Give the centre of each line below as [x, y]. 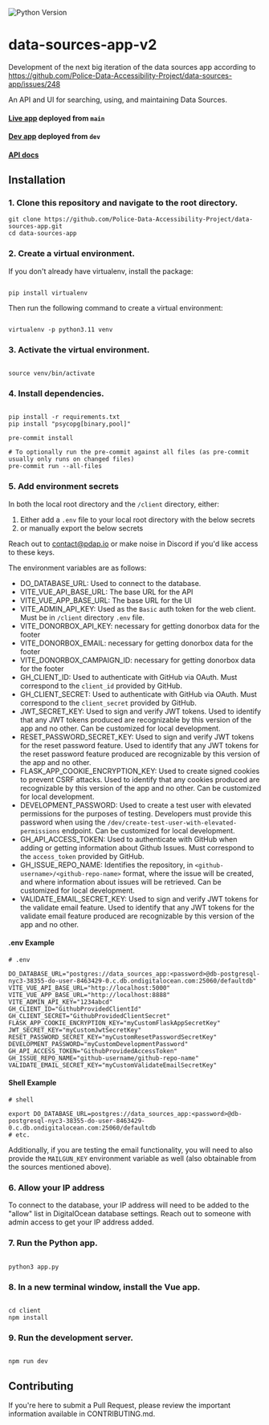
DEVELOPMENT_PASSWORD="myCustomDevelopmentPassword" [98, 1044]
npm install [28, 1317]
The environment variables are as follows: [77, 568]
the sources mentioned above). [60, 1167]
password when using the [63, 822]
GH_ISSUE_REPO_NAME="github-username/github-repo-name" [104, 1058]
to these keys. [31, 552]
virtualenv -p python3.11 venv [61, 329]
